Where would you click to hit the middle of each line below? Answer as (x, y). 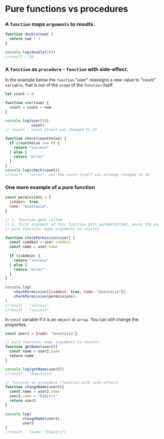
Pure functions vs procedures (67, 9)
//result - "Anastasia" (29, 374)
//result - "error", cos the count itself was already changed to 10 (77, 175)
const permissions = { (28, 198)
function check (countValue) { (36, 139)
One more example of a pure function (50, 187)
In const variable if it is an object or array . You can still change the (72, 319)
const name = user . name (33, 247)
